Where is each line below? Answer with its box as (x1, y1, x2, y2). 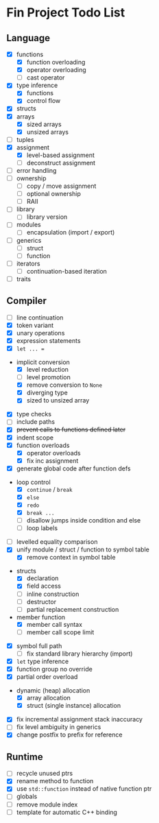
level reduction (26, 366, 69, 373)
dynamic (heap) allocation (16, 687, 90, 695)
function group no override (16, 665, 93, 673)
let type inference (16, 657, 69, 665)
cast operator (26, 73, 65, 82)
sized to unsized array (26, 396, 90, 405)
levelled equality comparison (16, 538, 98, 546)
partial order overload (16, 673, 78, 681)
